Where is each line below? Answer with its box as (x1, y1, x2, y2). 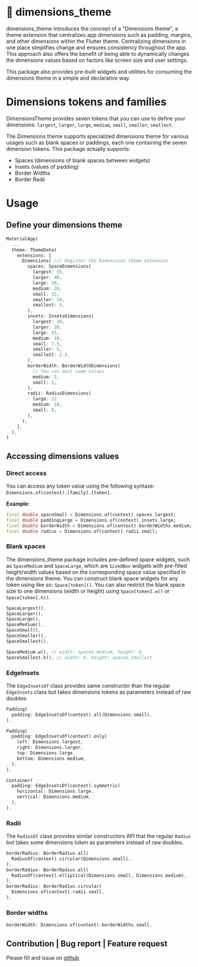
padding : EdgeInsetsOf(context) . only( (11, 734, 108, 740)
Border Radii (14, 175, 46, 183)
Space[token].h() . (6, 593, 50, 601)
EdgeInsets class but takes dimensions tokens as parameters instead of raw (6, 688, 191, 696)
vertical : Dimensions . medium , (17, 794, 92, 800)
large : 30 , (32, 280, 60, 286)
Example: (6, 500, 30, 507)
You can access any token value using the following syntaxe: (6, 482, 155, 489)
